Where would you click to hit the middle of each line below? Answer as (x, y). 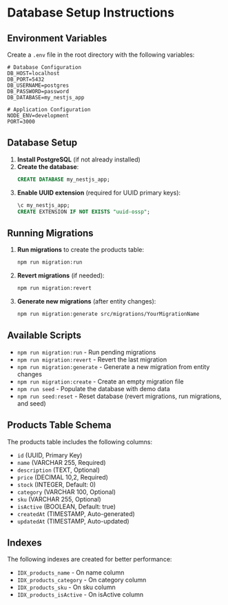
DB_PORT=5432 (26, 79)
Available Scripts (44, 336)
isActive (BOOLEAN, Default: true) (66, 506)
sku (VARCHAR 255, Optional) (59, 499)
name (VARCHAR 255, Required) (61, 462)
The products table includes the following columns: (80, 442)
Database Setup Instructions (91, 13)
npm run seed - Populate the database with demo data (93, 388)
